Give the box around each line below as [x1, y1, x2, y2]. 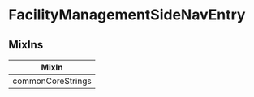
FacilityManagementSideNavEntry [8, 6, 246, 24]
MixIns [8, 38, 44, 52]
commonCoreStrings [12, 75, 92, 86]
